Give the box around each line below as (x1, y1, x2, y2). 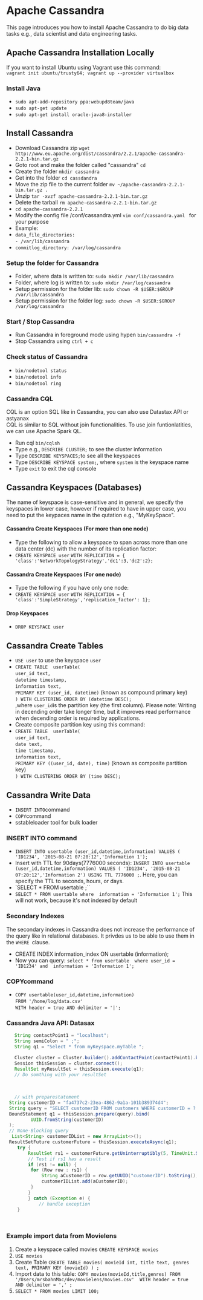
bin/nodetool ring (14, 381, 62, 387)
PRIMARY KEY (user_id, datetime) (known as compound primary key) (14, 689, 188, 696)
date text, (14, 742, 43, 748)
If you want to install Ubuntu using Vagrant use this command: (6, 64, 161, 71)
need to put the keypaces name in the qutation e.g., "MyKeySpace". (6, 511, 175, 518)
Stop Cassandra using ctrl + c (14, 338, 94, 345)
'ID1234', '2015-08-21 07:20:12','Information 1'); (14, 854, 148, 860)
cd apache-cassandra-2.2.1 (14, 206, 83, 212)
